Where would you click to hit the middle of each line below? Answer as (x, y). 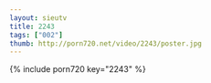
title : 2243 (32, 26)
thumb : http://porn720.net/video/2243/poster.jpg (106, 43)
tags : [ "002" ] (37, 35)
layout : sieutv (38, 18)
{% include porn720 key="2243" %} (78, 69)
